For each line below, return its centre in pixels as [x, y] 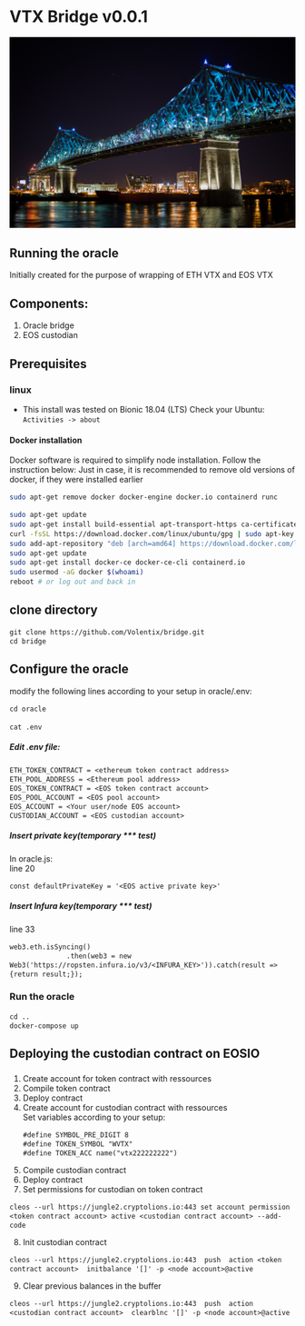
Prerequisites [48, 364]
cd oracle [28, 709]
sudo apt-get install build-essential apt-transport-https [123, 524]
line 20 [22, 868]
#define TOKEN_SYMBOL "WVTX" [78, 1144]
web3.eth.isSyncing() [50, 947]
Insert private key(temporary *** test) [83, 836]
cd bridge [28, 641]
